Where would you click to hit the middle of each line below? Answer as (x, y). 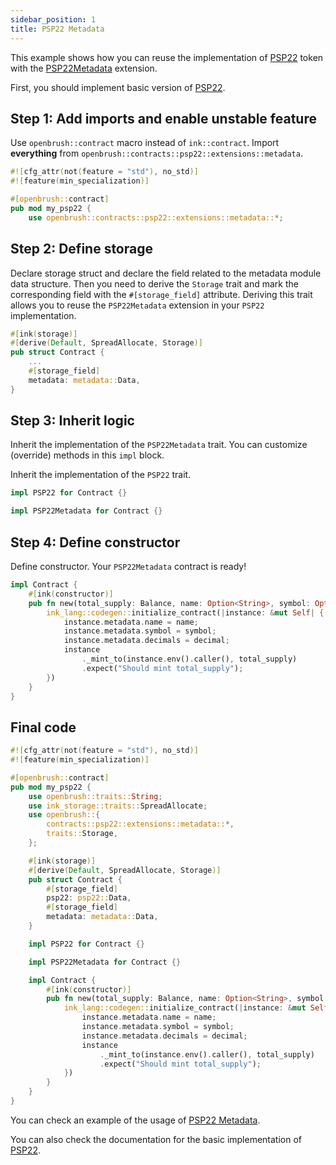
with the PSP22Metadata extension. (84, 68)
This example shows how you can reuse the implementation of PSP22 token (167, 57)
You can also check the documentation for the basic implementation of (156, 1139)
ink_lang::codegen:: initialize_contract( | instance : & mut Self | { (185, 612)
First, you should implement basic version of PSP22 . (118, 87)
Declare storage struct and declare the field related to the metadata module (166, 273)
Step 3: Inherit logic (72, 421)
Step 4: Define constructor (95, 542)
